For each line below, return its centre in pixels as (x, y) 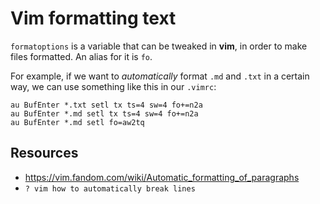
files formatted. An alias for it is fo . (81, 56)
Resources (44, 153)
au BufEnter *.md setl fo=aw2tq (77, 122)
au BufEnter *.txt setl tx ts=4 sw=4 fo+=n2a (106, 105)
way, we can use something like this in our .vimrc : (113, 86)
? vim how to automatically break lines (110, 188)
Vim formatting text (93, 18)
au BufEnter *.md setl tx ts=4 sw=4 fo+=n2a (104, 113)
